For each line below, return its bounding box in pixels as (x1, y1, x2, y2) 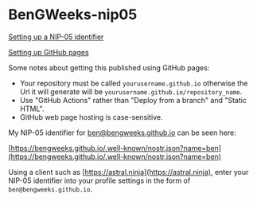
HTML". (19, 104, 45, 113)
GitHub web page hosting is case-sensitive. (19, 112, 163, 121)
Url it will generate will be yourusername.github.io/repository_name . (19, 86, 243, 97)
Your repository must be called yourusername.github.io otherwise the (19, 78, 248, 88)
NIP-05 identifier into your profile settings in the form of (8, 176, 191, 185)
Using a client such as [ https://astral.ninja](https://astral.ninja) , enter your (8, 167, 249, 176)
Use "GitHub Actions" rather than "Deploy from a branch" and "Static (19, 95, 247, 105)
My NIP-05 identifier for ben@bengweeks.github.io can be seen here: (8, 128, 237, 137)
